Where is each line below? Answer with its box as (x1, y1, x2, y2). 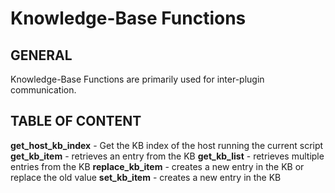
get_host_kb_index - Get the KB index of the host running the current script (10, 139, 324, 151)
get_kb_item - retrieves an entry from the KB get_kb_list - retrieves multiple (10, 150, 325, 162)
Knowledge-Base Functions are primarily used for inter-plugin (10, 73, 265, 85)
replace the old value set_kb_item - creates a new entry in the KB (10, 171, 282, 183)
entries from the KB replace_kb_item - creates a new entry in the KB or (10, 160, 305, 172)
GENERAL (10, 47, 73, 64)
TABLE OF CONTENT (10, 113, 142, 130)
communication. (10, 84, 77, 96)
